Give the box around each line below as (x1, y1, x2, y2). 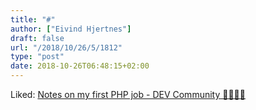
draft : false (10, 33, 65, 43)
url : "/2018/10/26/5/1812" (10, 42, 123, 53)
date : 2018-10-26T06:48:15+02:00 (10, 61, 150, 71)
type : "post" (10, 52, 65, 62)
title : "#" (10, 14, 56, 25)
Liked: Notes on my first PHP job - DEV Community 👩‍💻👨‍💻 (10, 89, 246, 100)
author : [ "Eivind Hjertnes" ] (10, 24, 132, 34)
